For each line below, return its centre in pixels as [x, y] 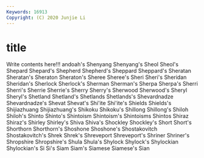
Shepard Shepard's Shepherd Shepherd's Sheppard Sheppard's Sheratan [99, 71]
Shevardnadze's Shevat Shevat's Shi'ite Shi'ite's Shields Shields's [89, 103]
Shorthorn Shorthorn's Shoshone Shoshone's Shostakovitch [82, 129]
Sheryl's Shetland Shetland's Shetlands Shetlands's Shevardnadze [90, 97]
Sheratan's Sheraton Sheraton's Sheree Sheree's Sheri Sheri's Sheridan [97, 77]
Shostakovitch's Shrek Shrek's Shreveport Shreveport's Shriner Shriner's [98, 136]
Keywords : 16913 [27, 12]
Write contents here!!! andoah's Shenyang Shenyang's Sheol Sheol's [92, 64]
